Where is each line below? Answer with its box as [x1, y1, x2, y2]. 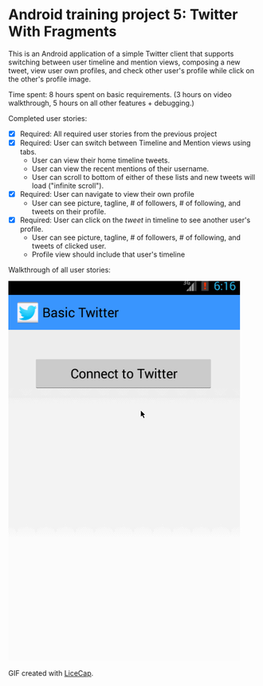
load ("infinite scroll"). [31, 181, 104, 190]
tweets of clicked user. [31, 241, 107, 251]
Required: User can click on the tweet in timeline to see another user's [19, 215, 251, 225]
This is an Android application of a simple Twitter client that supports [8, 49, 234, 58]
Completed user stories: [8, 113, 88, 123]
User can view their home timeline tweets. [31, 155, 170, 165]
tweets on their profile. [31, 207, 107, 217]
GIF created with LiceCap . [8, 668, 94, 678]
